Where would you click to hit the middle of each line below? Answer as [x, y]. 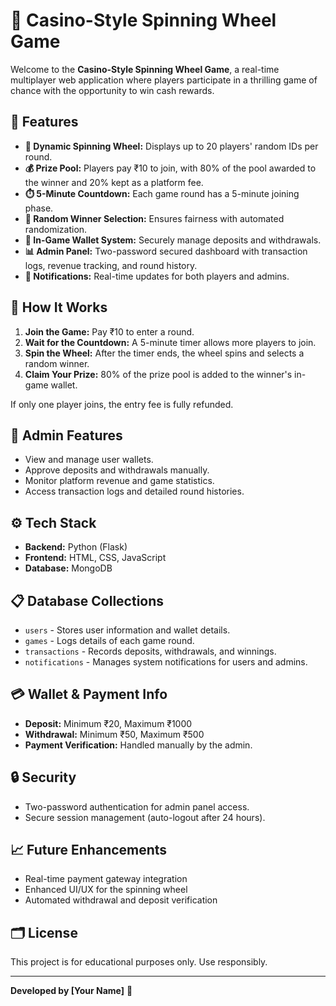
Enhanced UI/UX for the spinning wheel [106, 890]
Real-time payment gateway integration [106, 879]
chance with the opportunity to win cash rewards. [112, 90]
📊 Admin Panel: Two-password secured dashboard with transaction [166, 251]
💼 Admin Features [66, 435]
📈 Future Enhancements [89, 850]
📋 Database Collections [87, 600]
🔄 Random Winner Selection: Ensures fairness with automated [154, 218]
